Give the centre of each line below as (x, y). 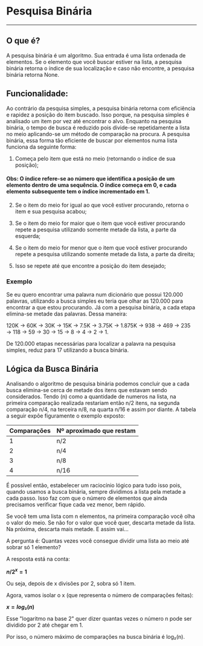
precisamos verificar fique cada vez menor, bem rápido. (76, 504)
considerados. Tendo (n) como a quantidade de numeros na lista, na (91, 396)
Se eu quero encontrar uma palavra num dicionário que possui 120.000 (95, 295)
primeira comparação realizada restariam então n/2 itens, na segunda (93, 402)
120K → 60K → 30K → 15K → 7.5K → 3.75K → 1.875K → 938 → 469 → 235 (98, 326)
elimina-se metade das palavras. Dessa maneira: (67, 314)
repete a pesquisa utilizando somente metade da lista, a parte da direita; (105, 254)
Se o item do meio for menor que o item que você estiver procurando (101, 247)
